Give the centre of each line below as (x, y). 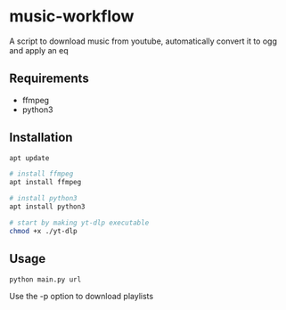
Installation (41, 138)
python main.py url (45, 279)
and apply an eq (39, 50)
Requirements (49, 79)
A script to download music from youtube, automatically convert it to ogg (143, 41)
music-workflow (72, 16)
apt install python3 (48, 207)
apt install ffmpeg (45, 183)
